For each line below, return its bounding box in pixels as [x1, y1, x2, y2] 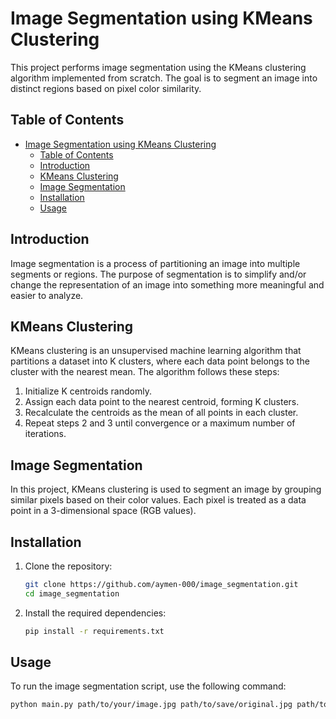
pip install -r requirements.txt [24, 626, 165, 636]
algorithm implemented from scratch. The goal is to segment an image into [10, 72, 318, 84]
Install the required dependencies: [24, 607, 167, 619]
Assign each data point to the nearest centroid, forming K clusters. [24, 396, 300, 408]
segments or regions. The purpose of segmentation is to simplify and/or [10, 268, 307, 280]
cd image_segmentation [24, 588, 120, 599]
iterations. [24, 428, 67, 440]
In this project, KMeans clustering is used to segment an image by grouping [10, 483, 322, 496]
